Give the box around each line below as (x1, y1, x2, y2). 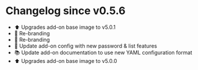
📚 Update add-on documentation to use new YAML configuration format (14, 49, 193, 56)
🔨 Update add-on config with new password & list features (14, 42, 158, 49)
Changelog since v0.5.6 (5, 4, 126, 18)
